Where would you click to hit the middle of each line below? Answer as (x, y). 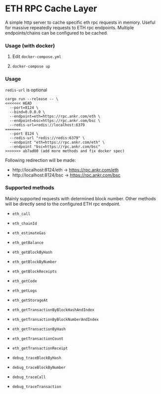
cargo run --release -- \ (32, 99)
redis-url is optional (26, 90)
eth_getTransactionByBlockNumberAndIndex (55, 319)
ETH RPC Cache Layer (51, 9)
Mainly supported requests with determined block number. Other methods (81, 198)
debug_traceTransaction (37, 387)
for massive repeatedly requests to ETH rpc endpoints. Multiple (70, 27)
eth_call (21, 214)
